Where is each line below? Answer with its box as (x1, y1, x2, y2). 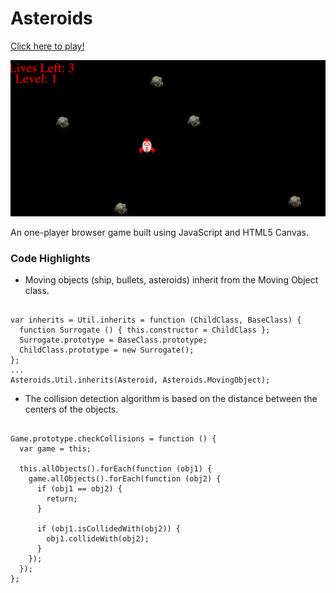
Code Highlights (10, 251, 91, 265)
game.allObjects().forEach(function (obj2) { (28, 474, 222, 484)
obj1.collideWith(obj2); (46, 534, 150, 544)
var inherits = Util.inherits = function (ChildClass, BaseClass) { (10, 315, 302, 326)
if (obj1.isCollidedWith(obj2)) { (36, 524, 182, 534)
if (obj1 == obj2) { (36, 484, 123, 494)
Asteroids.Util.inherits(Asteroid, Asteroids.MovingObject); (10, 375, 271, 386)
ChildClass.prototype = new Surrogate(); (19, 345, 195, 356)
